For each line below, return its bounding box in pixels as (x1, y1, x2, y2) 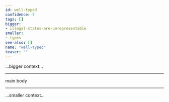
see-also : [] (5, 40, 33, 45)
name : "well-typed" (5, 45, 46, 50)
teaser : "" (5, 49, 28, 54)
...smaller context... (5, 92, 45, 98)
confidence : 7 (5, 12, 35, 17)
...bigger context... (5, 63, 44, 69)
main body (5, 77, 28, 83)
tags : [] (5, 17, 24, 22)
